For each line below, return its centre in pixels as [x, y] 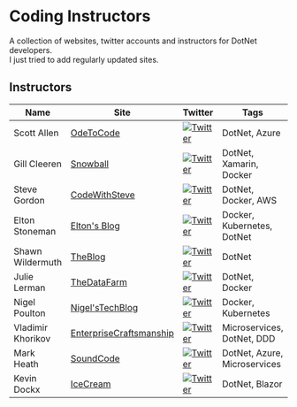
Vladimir [31, 327]
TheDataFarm [99, 282]
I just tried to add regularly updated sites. [84, 59]
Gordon [30, 200]
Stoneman [35, 231]
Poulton [30, 313]
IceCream [91, 384]
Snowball [89, 164]
